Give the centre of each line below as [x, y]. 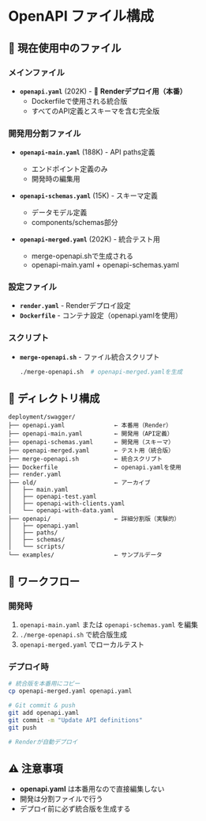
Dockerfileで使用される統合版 [79, 101]
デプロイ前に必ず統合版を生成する [75, 809]
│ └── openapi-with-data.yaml [61, 511]
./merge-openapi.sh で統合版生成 [73, 635]
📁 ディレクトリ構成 [54, 399]
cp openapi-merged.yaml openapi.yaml [70, 691]
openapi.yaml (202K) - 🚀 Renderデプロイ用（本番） [103, 91]
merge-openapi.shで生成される [82, 256]
